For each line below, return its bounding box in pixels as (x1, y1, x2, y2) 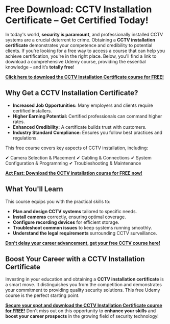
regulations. (12, 134, 38, 141)
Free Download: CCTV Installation (5, 4, 152, 15)
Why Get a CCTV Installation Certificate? (5, 88, 138, 98)
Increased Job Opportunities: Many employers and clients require (12, 102, 153, 108)
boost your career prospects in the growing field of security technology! (5, 313, 159, 319)
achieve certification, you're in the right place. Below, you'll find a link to (5, 53, 157, 59)
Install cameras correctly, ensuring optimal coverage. (12, 214, 126, 220)
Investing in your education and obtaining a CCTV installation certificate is (5, 276, 164, 282)
